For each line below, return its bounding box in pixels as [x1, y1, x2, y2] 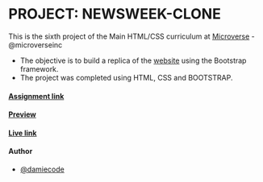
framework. [19, 64, 59, 73]
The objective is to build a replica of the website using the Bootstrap [19, 56, 247, 65]
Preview [8, 110, 36, 119]
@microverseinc [8, 39, 63, 49]
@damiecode [19, 164, 65, 174]
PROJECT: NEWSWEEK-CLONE [8, 5, 222, 23]
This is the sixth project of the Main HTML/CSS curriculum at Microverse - [8, 31, 256, 41]
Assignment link [8, 91, 65, 101]
